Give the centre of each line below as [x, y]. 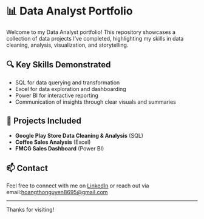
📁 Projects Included [44, 121]
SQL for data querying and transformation [67, 83]
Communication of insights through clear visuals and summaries [95, 102]
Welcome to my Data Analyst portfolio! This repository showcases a [91, 32]
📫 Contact [27, 168]
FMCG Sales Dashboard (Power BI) [59, 148]
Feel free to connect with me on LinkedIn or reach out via [78, 186]
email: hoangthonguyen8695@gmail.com [57, 192]
